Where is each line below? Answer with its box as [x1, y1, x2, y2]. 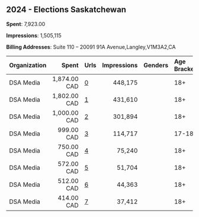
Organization [9, 61, 47, 69]
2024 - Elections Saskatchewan [6, 5, 126, 15]
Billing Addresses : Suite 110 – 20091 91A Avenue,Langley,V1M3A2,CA [6, 43, 176, 50]
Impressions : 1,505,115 [6, 32, 62, 39]
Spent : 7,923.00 [6, 20, 46, 27]
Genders [143, 61, 169, 69]
